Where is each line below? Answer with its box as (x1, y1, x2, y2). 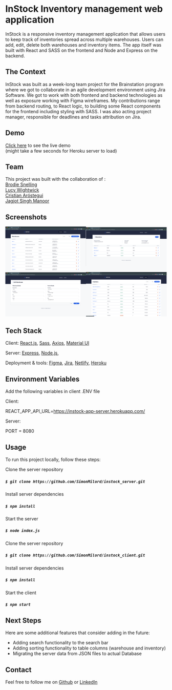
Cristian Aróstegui (5, 193, 44, 199)
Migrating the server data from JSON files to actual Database (12, 651, 142, 657)
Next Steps (5, 616, 41, 625)
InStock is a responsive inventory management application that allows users (5, 31, 165, 37)
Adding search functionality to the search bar (12, 640, 109, 646)
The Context (5, 68, 46, 76)
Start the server (5, 515, 38, 521)
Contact (5, 665, 32, 674)
